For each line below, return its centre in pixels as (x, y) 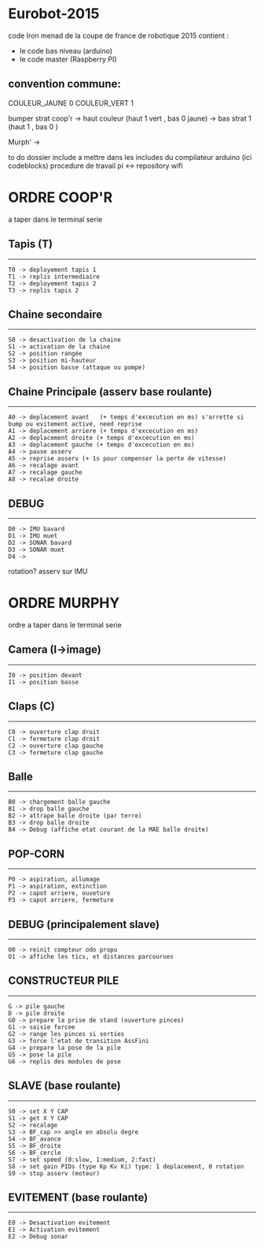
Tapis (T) (31, 244)
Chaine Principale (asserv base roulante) (110, 391)
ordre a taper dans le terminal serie (65, 624)
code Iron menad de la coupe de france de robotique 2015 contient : (119, 35)
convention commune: (65, 84)
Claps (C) (31, 706)
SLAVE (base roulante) (64, 1086)
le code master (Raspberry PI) (68, 59)
